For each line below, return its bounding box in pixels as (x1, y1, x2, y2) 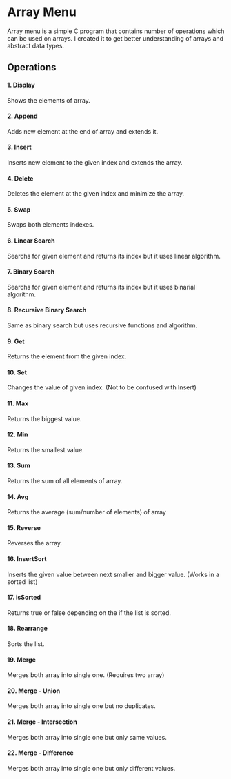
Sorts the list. (7, 639, 45, 648)
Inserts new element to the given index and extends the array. (7, 158, 183, 166)
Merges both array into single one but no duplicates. (7, 702, 157, 710)
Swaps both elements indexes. (7, 221, 94, 229)
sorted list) (7, 577, 38, 586)
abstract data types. (7, 41, 64, 50)
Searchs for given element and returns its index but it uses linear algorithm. (7, 252, 221, 260)
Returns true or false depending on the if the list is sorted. (7, 608, 171, 617)
